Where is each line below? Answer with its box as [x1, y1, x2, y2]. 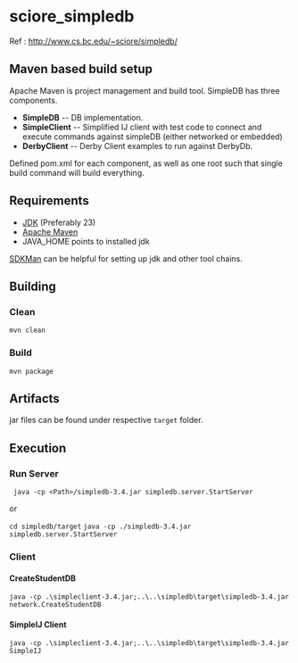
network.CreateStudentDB [9, 601, 102, 609]
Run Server [9, 467, 60, 479]
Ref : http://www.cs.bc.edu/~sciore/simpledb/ [9, 36, 178, 46]
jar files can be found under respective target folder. [9, 415, 203, 426]
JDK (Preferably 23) [21, 217, 96, 228]
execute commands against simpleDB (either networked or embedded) [21, 131, 283, 142]
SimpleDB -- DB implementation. [21, 112, 144, 122]
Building [9, 278, 56, 294]
